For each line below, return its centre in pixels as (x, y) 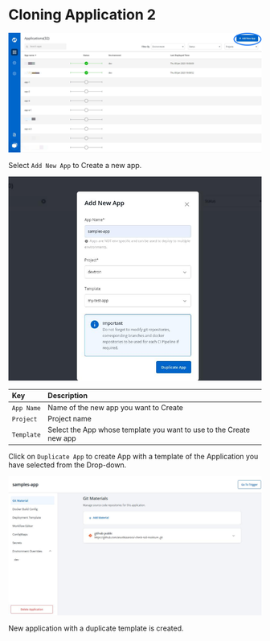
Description (68, 396)
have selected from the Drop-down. (67, 465)
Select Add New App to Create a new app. (75, 166)
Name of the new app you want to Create (115, 407)
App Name (27, 408)
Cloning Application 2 (82, 15)
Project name (70, 418)
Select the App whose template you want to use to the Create (149, 430)
